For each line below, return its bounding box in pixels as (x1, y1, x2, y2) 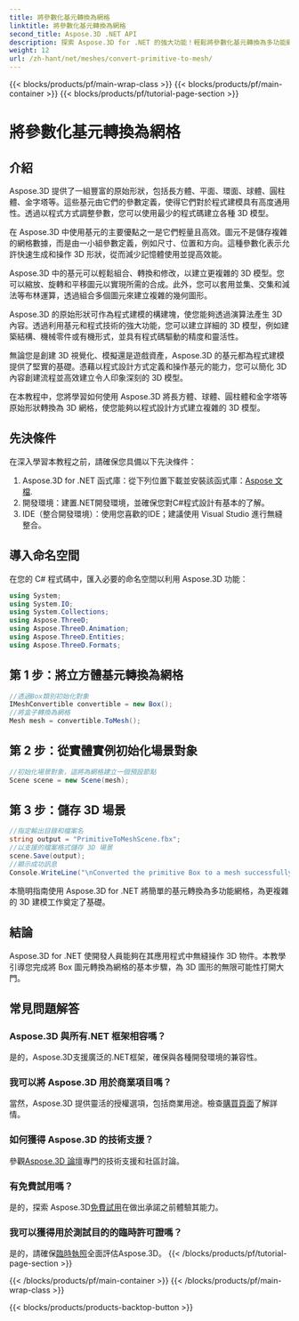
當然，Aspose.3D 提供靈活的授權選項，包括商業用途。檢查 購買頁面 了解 (9, 1098, 270, 1108)
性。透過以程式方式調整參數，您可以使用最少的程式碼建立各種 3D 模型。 (9, 208, 274, 218)
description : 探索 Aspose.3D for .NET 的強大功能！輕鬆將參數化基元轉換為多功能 (9, 37, 287, 47)
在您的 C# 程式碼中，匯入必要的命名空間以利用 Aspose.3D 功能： (9, 573, 248, 584)
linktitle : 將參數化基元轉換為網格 (9, 21, 126, 30)
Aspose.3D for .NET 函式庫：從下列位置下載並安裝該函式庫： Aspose (21, 475, 273, 486)
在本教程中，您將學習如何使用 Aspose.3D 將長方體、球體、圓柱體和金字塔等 (9, 391, 287, 401)
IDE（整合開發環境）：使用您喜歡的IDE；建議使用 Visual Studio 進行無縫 (21, 508, 283, 519)
